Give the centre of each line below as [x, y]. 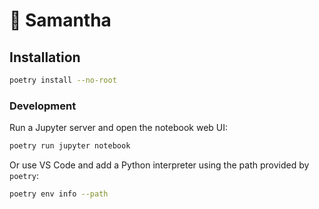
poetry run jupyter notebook [70, 146]
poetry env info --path [59, 194]
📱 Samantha [60, 20]
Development [43, 106]
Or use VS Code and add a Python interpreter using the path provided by [159, 165]
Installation [45, 57]
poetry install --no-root [63, 80]
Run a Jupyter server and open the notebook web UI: [119, 128]
